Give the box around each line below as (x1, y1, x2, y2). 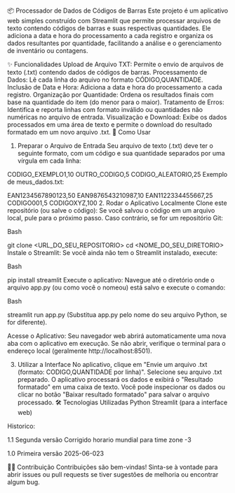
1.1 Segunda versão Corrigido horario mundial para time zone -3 (7, 436, 192, 444)
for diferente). (7, 318, 48, 326)
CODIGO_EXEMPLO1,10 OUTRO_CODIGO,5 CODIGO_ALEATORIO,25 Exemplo (7, 170, 228, 178)
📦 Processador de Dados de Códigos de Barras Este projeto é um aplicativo (7, 6, 229, 15)
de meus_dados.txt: (7, 177, 65, 186)
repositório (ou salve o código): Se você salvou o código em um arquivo (7, 206, 215, 214)
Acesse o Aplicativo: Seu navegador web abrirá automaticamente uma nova (7, 332, 227, 340)
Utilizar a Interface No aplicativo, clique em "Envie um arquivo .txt (17, 361, 208, 368)
